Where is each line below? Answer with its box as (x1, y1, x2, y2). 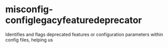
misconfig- (5, 4, 53, 15)
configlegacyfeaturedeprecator (5, 14, 142, 26)
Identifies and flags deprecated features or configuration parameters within (5, 31, 163, 37)
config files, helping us (5, 37, 53, 43)
